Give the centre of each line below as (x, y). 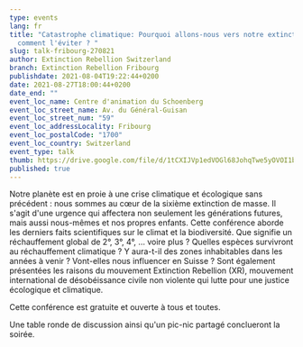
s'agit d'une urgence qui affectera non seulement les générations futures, (146, 214)
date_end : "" (34, 93)
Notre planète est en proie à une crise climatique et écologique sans (136, 194)
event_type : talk (42, 151)
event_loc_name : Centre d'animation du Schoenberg (106, 101)
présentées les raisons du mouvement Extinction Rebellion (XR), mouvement (151, 270)
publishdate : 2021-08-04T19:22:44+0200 (84, 77)
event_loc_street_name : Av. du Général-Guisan (98, 110)
